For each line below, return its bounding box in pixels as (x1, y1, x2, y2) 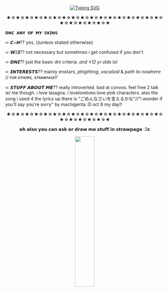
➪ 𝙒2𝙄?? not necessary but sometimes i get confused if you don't (5, 49, 144, 55)
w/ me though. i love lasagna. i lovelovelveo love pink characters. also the (5, 90, 158, 96)
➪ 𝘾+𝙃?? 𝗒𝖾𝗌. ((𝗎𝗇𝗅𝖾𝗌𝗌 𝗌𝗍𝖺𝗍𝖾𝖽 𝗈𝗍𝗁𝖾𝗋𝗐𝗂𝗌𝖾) (5, 39, 93, 45)
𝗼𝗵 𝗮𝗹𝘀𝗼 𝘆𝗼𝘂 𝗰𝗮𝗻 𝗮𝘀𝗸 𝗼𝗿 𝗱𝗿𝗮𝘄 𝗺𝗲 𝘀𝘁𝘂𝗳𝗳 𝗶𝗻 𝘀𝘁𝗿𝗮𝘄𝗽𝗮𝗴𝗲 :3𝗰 (19, 126, 150, 132)
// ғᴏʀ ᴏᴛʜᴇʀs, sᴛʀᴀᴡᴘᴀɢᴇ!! (5, 75, 58, 80)
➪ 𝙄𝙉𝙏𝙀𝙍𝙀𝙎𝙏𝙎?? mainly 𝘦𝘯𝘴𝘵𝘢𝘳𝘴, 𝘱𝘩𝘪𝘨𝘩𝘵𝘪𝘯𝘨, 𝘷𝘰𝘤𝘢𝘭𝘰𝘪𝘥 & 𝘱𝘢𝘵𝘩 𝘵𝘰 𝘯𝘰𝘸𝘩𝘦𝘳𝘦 (5, 68, 161, 75)
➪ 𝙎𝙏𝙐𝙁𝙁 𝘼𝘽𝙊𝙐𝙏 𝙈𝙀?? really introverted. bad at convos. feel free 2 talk (5, 85, 159, 90)
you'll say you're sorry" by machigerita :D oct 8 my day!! (5, 101, 123, 107)
